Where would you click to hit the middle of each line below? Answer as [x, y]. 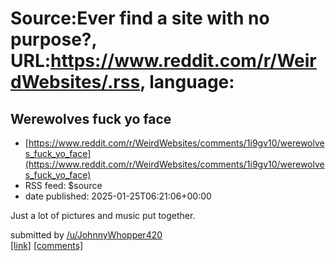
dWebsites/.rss [75, 82]
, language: [187, 82]
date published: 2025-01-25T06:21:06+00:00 [118, 196]
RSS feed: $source [63, 185]
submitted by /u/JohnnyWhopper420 [86, 235]
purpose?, [54, 39]
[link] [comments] [47, 245]
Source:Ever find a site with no [140, 18]
